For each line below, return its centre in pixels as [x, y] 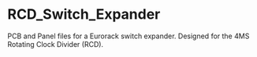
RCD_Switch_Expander [84, 14]
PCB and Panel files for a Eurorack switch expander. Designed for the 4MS [128, 36]
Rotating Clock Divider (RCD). [56, 44]
